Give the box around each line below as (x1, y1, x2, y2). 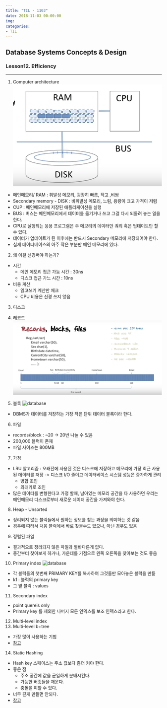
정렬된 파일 (12, 534, 35, 540)
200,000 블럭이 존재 (12, 438, 54, 444)
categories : (5, 24, 30, 29)
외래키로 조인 (20, 484, 46, 490)
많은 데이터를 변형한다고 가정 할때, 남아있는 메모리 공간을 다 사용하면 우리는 (12, 491, 159, 496)
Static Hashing (12, 650, 43, 656)
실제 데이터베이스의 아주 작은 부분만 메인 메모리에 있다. (12, 241, 119, 248)
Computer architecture (12, 78, 59, 84)
